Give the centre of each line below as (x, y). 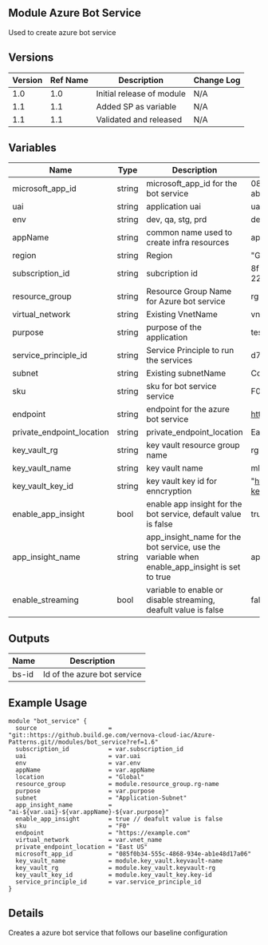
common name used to (189, 232)
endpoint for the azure (188, 409)
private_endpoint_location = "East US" (82, 847)
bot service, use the (183, 547)
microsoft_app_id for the (192, 184)
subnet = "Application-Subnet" (101, 798)
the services (169, 360)
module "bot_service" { (48, 721)
